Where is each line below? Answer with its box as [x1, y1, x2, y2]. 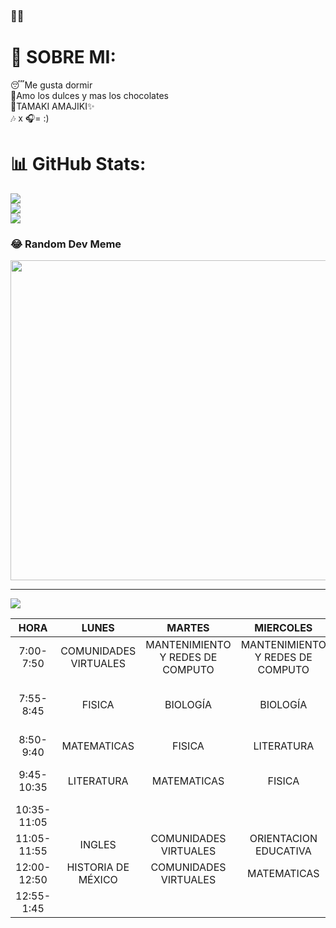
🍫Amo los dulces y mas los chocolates [10, 89, 169, 101]
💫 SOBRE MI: [10, 46, 117, 69]
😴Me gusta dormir [10, 79, 93, 91]
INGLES [79, 838, 117, 852]
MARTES [166, 621, 210, 635]
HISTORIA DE [66, 860, 130, 874]
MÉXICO [78, 873, 118, 887]
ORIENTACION [249, 832, 318, 846]
